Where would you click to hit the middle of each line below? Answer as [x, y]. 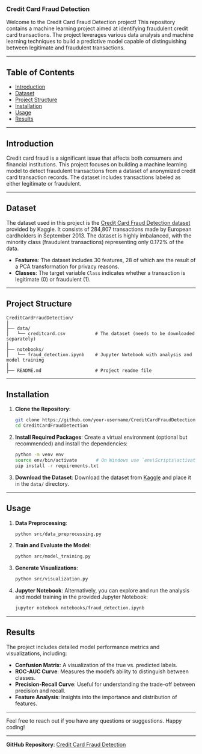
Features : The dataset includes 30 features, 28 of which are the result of [105, 260]
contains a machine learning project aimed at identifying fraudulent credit [97, 28]
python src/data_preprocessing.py [58, 534]
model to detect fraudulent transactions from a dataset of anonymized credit [101, 171]
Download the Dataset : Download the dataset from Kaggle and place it [103, 477]
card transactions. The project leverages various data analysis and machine [100, 35]
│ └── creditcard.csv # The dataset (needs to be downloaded [101, 333]
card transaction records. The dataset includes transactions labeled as [94, 177]
